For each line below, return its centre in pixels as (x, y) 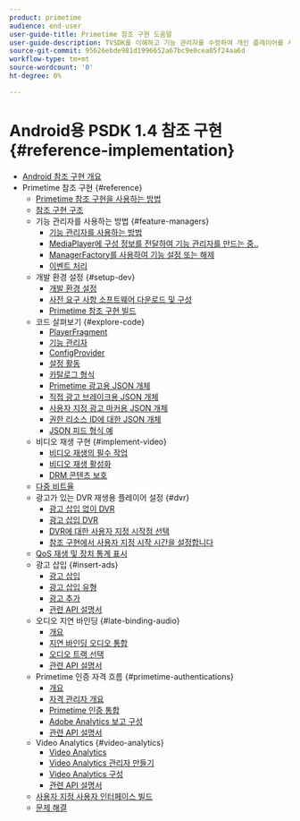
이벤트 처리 (68, 266)
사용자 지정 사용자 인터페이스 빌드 (94, 796)
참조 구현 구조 (59, 210)
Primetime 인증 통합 (84, 710)
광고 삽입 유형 (73, 586)
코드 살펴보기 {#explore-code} (90, 321)
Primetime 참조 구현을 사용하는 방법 (98, 199)
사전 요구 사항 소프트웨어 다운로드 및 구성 (120, 299)
